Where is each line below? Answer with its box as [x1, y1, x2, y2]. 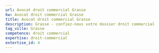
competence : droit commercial [5, 31, 70, 36]
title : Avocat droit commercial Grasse [5, 17, 91, 22]
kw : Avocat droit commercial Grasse [5, 12, 84, 17]
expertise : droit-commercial [5, 36, 68, 41]
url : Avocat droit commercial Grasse [5, 7, 86, 13]
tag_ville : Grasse [5, 26, 45, 31]
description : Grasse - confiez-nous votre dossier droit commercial [5, 21, 155, 27]
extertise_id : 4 [5, 40, 40, 45]
